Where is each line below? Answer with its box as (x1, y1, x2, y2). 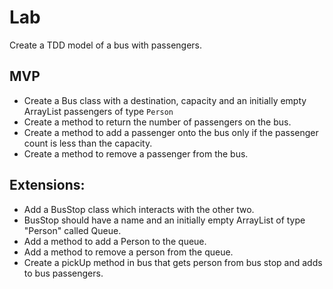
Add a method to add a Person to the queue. (23, 235, 207, 247)
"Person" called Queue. (23, 224, 122, 236)
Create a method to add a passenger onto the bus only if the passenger (23, 126, 319, 138)
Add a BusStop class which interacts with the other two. (23, 203, 255, 215)
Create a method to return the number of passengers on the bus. (23, 116, 292, 128)
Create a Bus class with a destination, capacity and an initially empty (23, 94, 307, 106)
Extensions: (9, 177, 86, 194)
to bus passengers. (23, 267, 104, 279)
